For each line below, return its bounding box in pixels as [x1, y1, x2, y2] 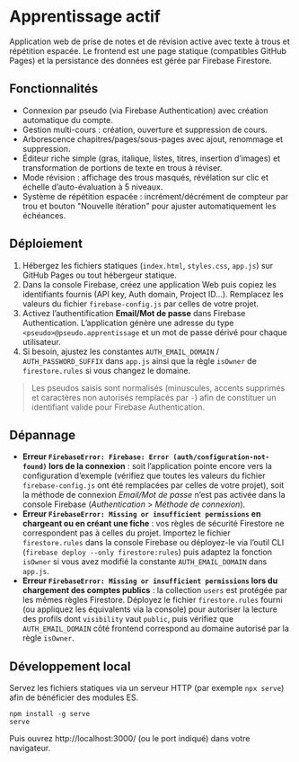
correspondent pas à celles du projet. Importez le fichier [22, 527, 231, 538]
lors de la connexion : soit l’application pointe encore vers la [48, 461, 272, 472]
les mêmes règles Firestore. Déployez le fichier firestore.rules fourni [22, 595, 283, 606]
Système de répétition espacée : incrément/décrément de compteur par [22, 190, 289, 201]
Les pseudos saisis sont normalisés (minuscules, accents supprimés [31, 382, 286, 393]
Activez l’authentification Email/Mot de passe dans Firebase [22, 307, 246, 318]
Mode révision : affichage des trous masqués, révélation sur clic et [22, 172, 269, 182]
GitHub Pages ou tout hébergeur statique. [22, 270, 177, 280]
